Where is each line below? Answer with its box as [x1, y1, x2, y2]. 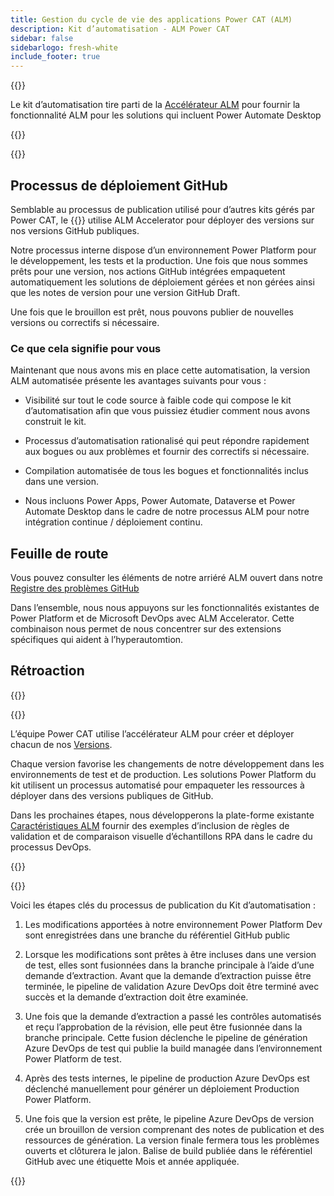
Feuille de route [10, 545, 109, 562]
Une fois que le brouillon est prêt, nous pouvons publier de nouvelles [10, 306, 294, 318]
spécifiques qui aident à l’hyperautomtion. [10, 634, 184, 646]
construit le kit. [24, 416, 87, 428]
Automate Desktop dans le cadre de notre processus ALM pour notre [24, 506, 310, 518]
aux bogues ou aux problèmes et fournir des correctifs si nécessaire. [24, 446, 310, 458]
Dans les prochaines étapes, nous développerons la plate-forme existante [10, 809, 315, 821]
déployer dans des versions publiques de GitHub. [10, 789, 214, 801]
